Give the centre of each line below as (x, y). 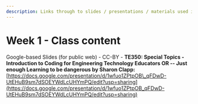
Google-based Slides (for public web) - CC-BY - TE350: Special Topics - (95, 57)
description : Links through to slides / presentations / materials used (97, 11)
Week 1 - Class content (63, 40)
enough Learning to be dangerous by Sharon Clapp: (71, 69)
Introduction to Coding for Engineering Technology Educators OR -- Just (97, 63)
